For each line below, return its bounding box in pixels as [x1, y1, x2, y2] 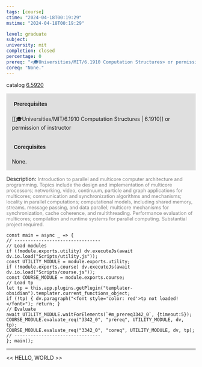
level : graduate [6, 31, 47, 37]
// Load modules [6, 243, 47, 249]
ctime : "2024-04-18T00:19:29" [6, 14, 82, 21]
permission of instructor [11, 124, 72, 131]
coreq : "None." [6, 65, 44, 71]
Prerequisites [14, 100, 47, 107]
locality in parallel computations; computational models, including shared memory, [6, 199, 193, 205]
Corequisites [14, 143, 46, 150]
